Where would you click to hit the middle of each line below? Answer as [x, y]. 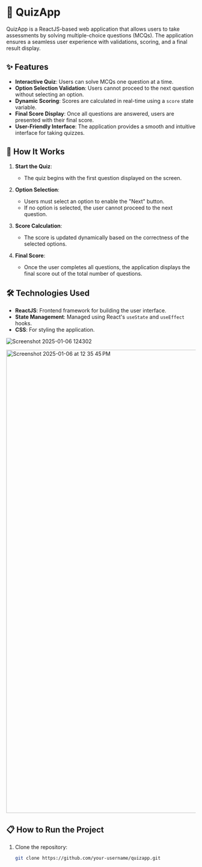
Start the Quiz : [33, 166]
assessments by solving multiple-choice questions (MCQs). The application [100, 35]
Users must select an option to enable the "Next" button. [94, 201]
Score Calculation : [38, 226]
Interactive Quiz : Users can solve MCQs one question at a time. [94, 81]
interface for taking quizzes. [50, 132]
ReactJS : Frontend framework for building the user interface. [90, 311]
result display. [23, 48]
